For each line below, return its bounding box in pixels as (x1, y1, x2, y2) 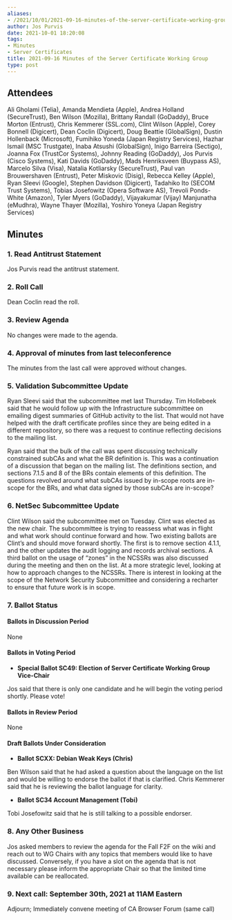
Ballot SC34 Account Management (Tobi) (17, 796, 138, 804)
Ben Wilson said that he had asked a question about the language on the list (7, 768, 223, 776)
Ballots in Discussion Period (7, 617, 89, 626)
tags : (7, 36, 23, 43)
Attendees (7, 87, 53, 99)
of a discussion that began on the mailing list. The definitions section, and (7, 461, 217, 470)
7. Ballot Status (7, 600, 59, 609)
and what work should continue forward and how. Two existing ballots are (7, 531, 217, 540)
